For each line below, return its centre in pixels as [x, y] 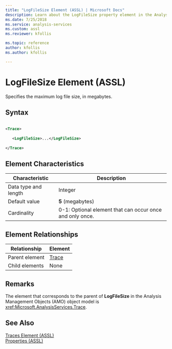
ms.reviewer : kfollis [28, 34]
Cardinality [21, 213]
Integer [67, 190]
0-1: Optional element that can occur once [110, 210]
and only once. [76, 216]
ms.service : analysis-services [39, 24]
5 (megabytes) [77, 201]
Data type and [25, 187]
